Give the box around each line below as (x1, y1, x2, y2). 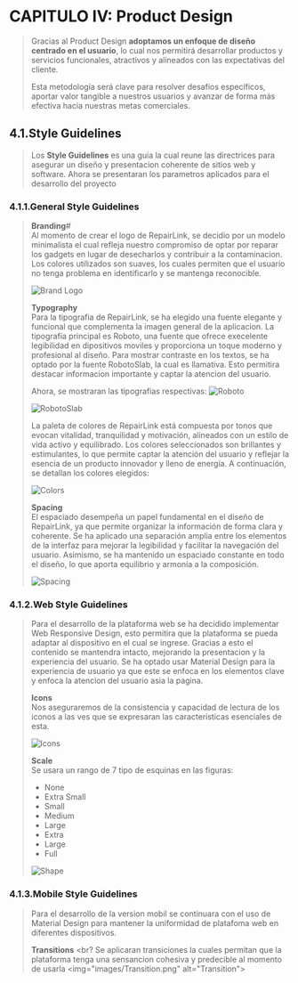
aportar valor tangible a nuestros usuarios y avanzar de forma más (30, 91, 276, 102)
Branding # (30, 221, 71, 232)
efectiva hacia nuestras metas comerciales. (30, 100, 191, 110)
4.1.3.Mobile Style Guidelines (9, 888, 138, 900)
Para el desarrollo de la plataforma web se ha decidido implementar (30, 619, 279, 630)
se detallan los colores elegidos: (30, 467, 149, 478)
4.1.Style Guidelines (9, 126, 122, 142)
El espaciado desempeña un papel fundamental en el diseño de (30, 512, 264, 523)
